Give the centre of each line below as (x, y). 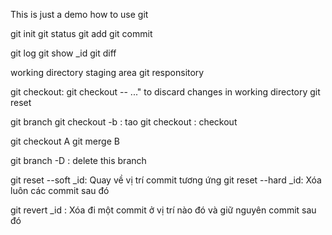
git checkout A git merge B (65, 141)
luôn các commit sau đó (60, 190)
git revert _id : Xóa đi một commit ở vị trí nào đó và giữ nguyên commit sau (163, 210)
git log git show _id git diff (63, 53)
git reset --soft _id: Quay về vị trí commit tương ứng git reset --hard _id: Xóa (166, 180)
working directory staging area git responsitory (107, 72)
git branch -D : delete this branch (78, 160)
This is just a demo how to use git (79, 14)
